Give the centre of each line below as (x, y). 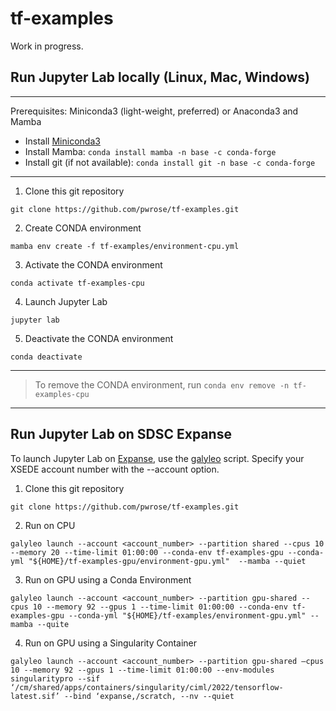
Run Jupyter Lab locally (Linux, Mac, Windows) (160, 77)
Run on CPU (50, 525)
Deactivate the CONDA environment (99, 338)
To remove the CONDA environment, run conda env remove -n (162, 384)
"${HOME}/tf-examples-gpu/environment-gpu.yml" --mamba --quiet (167, 561)
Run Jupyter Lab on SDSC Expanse (121, 434)
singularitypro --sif (55, 678)
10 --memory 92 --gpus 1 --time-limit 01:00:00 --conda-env (160, 607)
